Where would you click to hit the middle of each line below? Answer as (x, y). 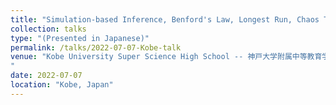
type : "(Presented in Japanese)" (80, 38)
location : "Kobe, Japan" (62, 85)
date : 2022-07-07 (46, 76)
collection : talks (48, 29)
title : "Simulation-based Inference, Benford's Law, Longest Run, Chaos (165, 19)
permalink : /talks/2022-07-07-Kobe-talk (96, 47)
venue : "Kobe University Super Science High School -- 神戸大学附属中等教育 (166, 57)
